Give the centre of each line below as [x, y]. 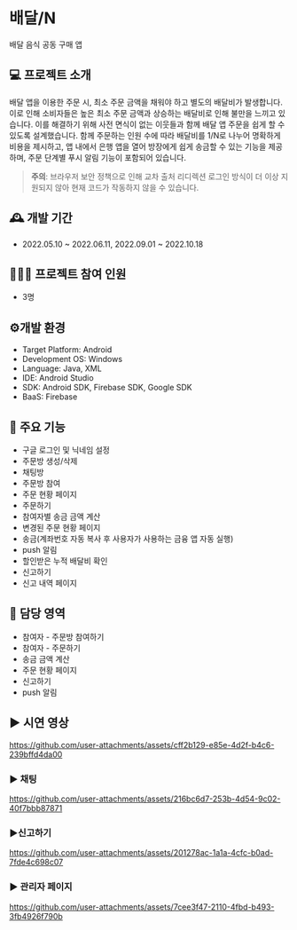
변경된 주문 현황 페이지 [61, 528]
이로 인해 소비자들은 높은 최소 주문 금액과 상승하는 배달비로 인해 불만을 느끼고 [143, 113]
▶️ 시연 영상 [39, 723]
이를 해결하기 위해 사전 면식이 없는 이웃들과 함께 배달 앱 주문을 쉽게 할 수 [160, 124]
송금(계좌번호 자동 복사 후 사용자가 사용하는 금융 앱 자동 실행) [128, 539]
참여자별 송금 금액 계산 [61, 516]
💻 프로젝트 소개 [50, 75]
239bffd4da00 [36, 754]
